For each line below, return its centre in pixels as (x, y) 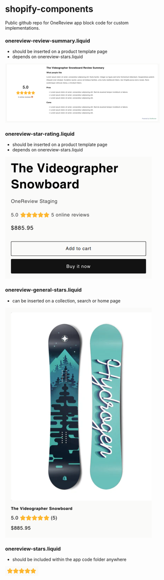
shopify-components (49, 9)
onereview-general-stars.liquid (43, 290)
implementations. (23, 28)
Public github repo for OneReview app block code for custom (67, 23)
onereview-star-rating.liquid (40, 134)
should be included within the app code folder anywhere (69, 560)
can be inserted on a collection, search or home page (66, 301)
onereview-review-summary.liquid (48, 40)
